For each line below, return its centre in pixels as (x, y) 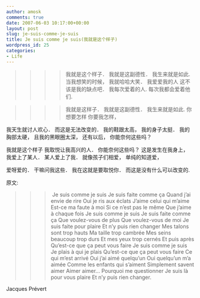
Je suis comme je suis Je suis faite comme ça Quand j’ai (121, 194)
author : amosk (24, 12)
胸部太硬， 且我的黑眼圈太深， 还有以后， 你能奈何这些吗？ (79, 137)
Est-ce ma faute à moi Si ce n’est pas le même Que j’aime (121, 207)
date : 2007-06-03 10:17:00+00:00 (48, 23)
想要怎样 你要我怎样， (93, 117)
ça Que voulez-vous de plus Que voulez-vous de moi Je (120, 220)
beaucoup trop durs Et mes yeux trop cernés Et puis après (122, 239)
